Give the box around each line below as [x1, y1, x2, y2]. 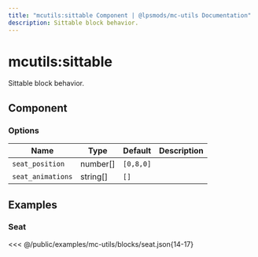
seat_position [12, 160, 65, 169]
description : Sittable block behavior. [8, 19, 139, 27]
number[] [79, 159, 116, 170]
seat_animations [12, 172, 73, 182]
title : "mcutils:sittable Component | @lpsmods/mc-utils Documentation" [8, 11, 252, 20]
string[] [79, 171, 109, 182]
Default [123, 145, 152, 156]
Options [8, 125, 39, 136]
